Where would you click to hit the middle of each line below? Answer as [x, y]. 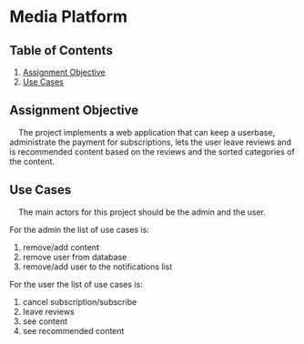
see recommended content [73, 330]
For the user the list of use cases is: [76, 284]
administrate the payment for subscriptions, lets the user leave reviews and [151, 142]
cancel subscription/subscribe [80, 301]
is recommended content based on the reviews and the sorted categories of [152, 151]
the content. [32, 161]
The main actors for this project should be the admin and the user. [142, 212]
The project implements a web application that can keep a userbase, [147, 132]
